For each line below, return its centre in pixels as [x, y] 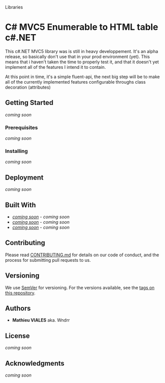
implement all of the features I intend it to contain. [55, 67]
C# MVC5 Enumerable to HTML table [82, 27]
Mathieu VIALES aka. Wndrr [41, 320]
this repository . [20, 293]
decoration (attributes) [28, 87]
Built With [20, 205]
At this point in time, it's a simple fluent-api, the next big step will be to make [82, 77]
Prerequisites [21, 127]
